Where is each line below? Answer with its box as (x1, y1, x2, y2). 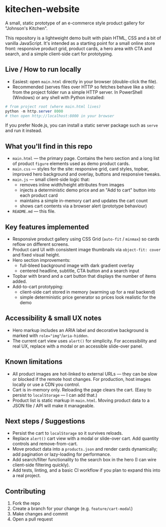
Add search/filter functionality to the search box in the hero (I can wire (12, 457, 157, 463)
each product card (19, 192, 58, 198)
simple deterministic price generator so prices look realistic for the (19, 294, 157, 300)
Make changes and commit (12, 511, 68, 517)
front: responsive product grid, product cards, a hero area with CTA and (5, 45, 153, 51)
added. (12, 278, 27, 284)
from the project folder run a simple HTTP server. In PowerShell (12, 89, 143, 95)
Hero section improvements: (12, 257, 71, 263)
